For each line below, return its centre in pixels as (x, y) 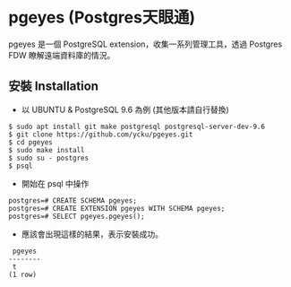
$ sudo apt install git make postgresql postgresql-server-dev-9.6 (137, 126)
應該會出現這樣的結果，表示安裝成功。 (92, 234)
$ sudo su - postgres (49, 158)
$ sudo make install (47, 150)
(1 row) (23, 274)
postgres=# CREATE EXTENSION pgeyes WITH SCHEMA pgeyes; (117, 208)
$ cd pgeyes (30, 142)
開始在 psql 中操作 (55, 183)
